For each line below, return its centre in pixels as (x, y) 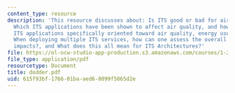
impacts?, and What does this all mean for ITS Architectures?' (109, 46)
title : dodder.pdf (34, 72)
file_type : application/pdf (48, 59)
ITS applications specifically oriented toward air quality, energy (115, 33)
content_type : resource (42, 14)
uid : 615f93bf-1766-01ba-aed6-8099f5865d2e (72, 79)
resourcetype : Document (42, 66)
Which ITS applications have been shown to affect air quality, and (115, 27)
